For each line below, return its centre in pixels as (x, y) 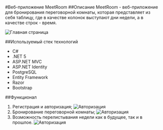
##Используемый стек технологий (42, 42)
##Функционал (21, 97)
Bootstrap (22, 88)
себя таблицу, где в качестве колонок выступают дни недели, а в (74, 17)
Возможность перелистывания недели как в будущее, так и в (77, 117)
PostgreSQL (24, 72)
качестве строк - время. (31, 23)
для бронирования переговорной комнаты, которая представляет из (78, 12)
